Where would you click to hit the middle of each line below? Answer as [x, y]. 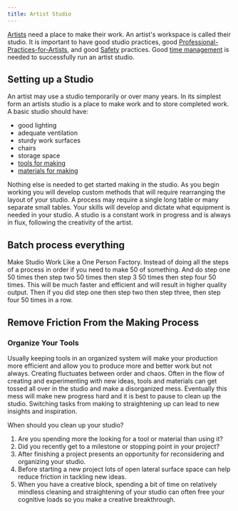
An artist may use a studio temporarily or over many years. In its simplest [114, 96]
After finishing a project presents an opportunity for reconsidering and [121, 454]
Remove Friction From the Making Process [103, 322]
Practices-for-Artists [37, 49]
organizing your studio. [52, 461]
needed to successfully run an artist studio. [71, 57]
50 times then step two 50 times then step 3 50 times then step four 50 [112, 277]
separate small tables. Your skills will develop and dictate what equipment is [119, 207]
